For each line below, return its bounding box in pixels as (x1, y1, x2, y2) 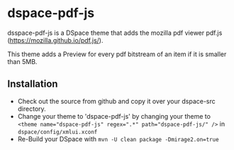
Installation (7, 78, 58, 90)
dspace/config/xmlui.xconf (17, 128, 98, 136)
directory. (17, 105, 46, 113)
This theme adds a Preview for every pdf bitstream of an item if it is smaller (7, 50, 227, 58)
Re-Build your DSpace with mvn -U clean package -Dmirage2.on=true (17, 134, 219, 143)
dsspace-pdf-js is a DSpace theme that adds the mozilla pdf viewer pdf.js (7, 28, 223, 37)
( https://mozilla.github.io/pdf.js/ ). (7, 36, 104, 44)
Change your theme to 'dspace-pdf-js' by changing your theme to (17, 112, 211, 120)
